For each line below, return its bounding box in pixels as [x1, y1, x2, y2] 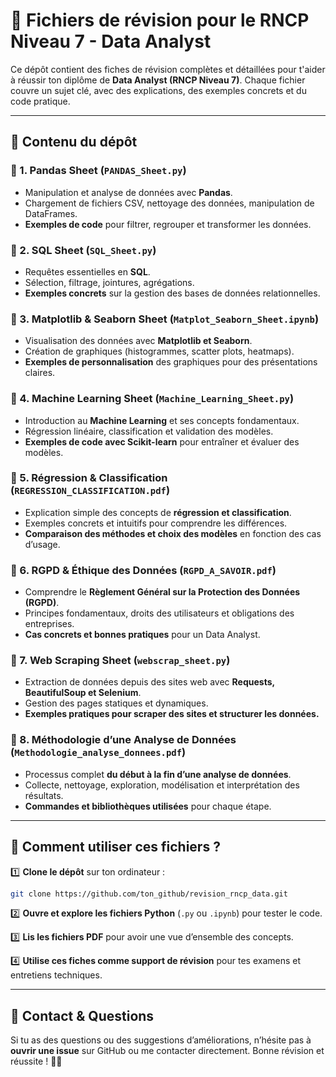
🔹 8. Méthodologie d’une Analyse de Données [10, 733, 237, 747]
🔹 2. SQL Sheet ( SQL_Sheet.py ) [10, 243, 157, 257]
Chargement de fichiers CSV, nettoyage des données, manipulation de [24, 197, 315, 209]
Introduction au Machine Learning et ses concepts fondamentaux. [24, 414, 300, 426]
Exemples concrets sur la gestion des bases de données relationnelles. [24, 287, 321, 299]
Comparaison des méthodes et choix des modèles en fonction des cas [24, 527, 322, 539]
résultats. [24, 789, 64, 801]
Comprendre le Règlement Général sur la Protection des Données [24, 586, 301, 598]
